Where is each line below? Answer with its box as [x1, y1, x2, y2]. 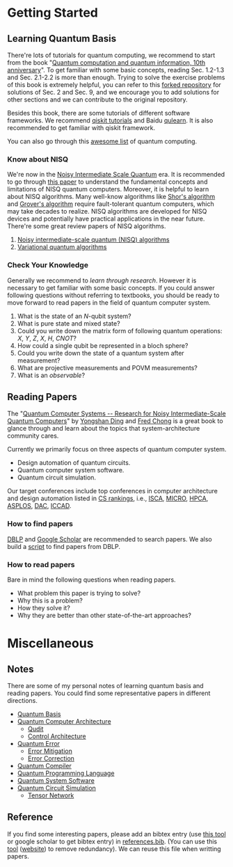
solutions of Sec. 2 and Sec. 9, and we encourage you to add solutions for [7, 88, 220, 96]
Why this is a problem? [17, 596, 83, 605]
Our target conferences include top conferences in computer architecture [7, 487, 218, 495]
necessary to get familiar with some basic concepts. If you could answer [7, 283, 215, 292]
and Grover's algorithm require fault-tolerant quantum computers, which [7, 200, 214, 208]
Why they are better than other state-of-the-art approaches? [17, 611, 192, 619]
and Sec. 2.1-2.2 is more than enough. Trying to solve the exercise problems [7, 73, 225, 81]
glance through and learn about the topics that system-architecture [7, 424, 200, 433]
